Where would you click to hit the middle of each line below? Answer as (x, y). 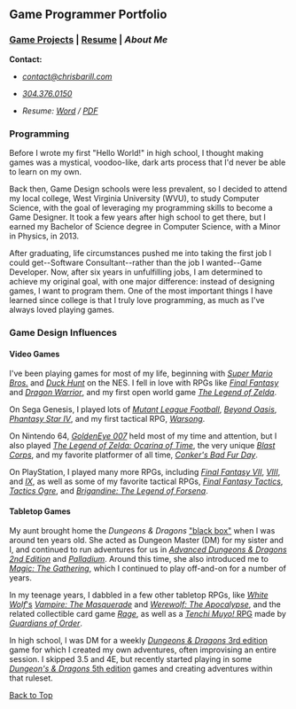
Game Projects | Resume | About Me (89, 40)
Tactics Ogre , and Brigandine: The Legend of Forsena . (109, 491)
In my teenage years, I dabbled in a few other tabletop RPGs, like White (139, 595)
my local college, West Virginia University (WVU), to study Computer (134, 198)
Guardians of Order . (46, 623)
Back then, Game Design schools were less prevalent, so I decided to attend (148, 189)
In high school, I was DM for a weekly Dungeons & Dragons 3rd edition (139, 641)
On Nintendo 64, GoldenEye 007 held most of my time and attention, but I (143, 436)
